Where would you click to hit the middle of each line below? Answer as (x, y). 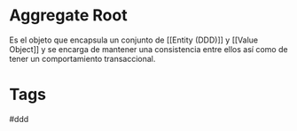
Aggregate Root (68, 15)
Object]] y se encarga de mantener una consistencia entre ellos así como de (148, 49)
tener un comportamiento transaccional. (82, 58)
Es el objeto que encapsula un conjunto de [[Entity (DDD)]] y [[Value (134, 40)
